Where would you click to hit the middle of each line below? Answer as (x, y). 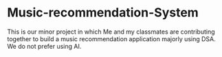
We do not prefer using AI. (44, 46)
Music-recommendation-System (103, 13)
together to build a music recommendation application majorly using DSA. (112, 38)
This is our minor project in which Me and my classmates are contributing (111, 32)
